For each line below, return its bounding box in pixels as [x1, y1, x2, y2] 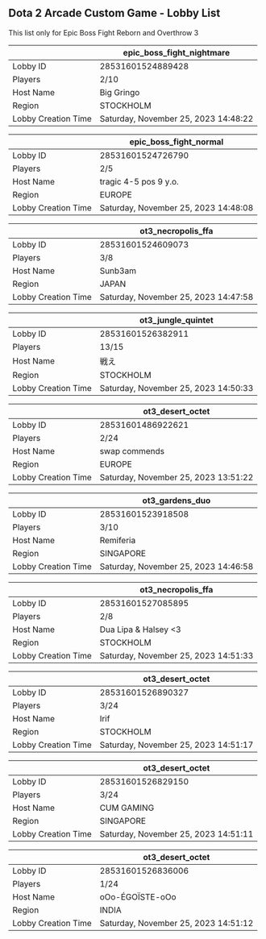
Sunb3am [99, 265, 137, 276]
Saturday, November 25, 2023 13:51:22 [99, 472, 254, 483]
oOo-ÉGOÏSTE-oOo [99, 891, 177, 902]
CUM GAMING [99, 802, 155, 813]
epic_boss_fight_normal [129, 136, 224, 147]
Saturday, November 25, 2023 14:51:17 [99, 739, 254, 750]
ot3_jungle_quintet [139, 314, 214, 326]
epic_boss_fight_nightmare [123, 47, 231, 58]
